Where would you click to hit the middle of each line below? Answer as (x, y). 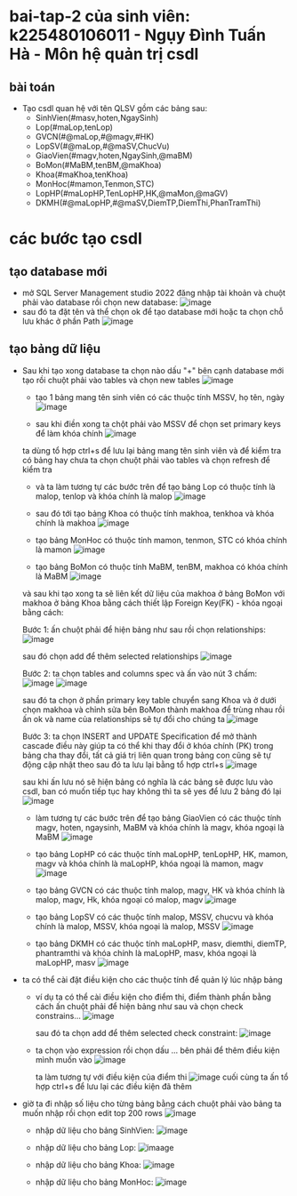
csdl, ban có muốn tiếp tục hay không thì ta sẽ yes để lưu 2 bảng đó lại (152, 791)
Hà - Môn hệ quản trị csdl (104, 54)
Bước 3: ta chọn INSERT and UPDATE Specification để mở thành (140, 736)
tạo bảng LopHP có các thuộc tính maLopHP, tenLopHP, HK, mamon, (162, 854)
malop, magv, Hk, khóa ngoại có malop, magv (119, 899)
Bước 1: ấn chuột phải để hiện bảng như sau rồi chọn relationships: (144, 630)
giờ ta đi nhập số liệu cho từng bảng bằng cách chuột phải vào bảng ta (152, 1104)
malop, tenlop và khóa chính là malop (104, 496)
